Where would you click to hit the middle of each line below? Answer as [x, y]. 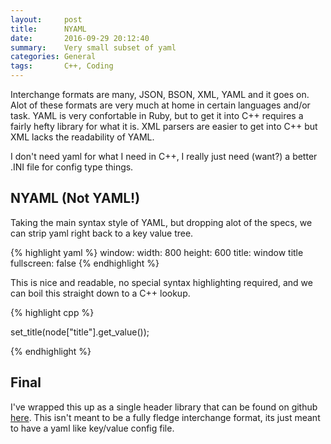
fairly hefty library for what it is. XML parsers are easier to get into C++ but [164, 126]
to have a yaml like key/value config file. [92, 428]
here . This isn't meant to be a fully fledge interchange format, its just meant [165, 417]
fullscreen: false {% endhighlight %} [85, 263]
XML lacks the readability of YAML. [82, 137]
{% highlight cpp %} [52, 312]
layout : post [46, 19]
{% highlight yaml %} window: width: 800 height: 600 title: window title [157, 252]
